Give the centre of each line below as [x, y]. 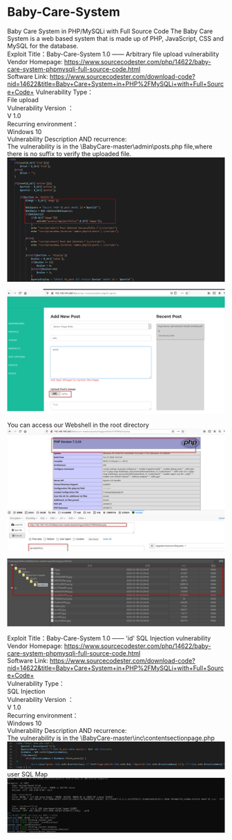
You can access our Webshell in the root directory [78, 425]
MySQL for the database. [43, 46]
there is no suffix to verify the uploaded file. [69, 153]
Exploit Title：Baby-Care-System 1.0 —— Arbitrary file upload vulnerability [113, 54]
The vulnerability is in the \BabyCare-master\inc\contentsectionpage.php [111, 738]
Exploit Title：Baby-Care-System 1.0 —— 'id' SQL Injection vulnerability [109, 638]
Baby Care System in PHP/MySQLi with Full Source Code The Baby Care [110, 31]
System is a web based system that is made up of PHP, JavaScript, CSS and [116, 38]
